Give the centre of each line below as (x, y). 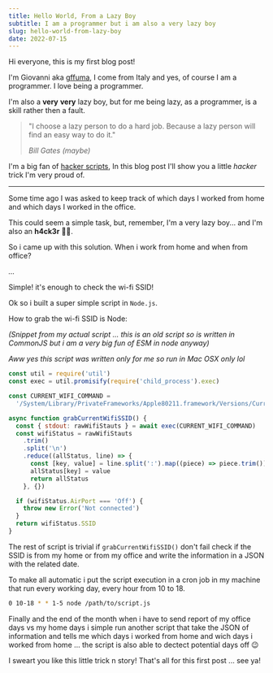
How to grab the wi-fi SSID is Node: (68, 319)
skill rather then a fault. (47, 111)
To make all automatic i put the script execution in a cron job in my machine (134, 580)
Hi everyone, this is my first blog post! (72, 62)
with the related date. (44, 564)
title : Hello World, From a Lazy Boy (72, 16)
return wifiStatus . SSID (56, 524)
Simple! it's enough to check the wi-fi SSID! (81, 287)
